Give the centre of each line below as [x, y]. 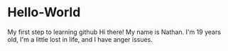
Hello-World [44, 12]
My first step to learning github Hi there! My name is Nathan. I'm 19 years [114, 32]
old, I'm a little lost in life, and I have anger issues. [80, 39]
